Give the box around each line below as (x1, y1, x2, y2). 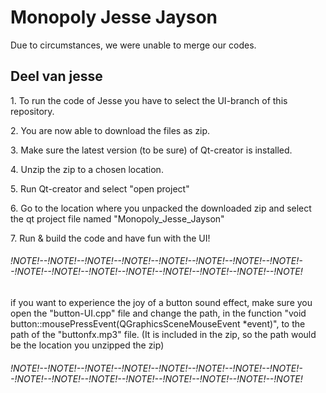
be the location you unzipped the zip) (10, 339, 165, 351)
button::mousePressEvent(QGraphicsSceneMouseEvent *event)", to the (10, 317, 306, 330)
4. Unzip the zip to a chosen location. (10, 163, 164, 175)
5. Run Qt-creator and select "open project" (10, 182, 190, 195)
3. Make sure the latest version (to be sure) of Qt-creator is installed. (10, 144, 293, 156)
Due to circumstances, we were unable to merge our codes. (10, 39, 257, 51)
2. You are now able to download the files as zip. (10, 124, 211, 136)
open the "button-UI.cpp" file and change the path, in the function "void (10, 307, 307, 319)
